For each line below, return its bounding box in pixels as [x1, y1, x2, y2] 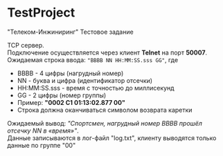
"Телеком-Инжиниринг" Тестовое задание [7, 28, 134, 36]
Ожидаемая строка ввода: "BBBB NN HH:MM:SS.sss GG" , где [7, 55, 179, 64]
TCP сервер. [7, 41, 45, 49]
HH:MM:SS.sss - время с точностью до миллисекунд [17, 84, 175, 92]
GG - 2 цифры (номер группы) [17, 91, 107, 99]
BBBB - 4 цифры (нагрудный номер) [17, 69, 124, 77]
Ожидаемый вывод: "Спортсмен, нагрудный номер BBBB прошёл [7, 119, 203, 127]
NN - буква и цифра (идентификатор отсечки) [17, 76, 153, 84]
